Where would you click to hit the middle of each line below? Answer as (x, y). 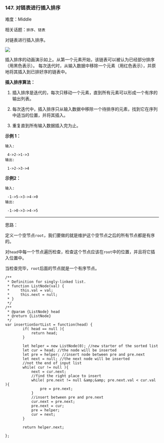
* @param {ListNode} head (33, 312)
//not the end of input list (52, 363)
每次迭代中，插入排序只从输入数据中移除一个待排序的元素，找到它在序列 (85, 109)
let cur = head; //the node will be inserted (70, 351)
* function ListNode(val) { (36, 286)
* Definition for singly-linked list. (47, 282)
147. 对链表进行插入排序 (33, 7)
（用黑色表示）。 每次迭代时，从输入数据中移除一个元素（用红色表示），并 (78, 66)
